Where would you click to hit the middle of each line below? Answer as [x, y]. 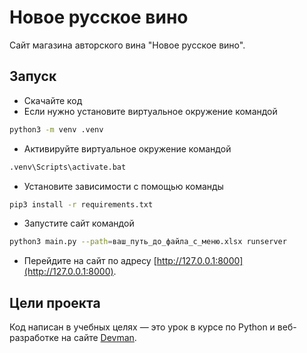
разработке [34, 338]
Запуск [33, 76]
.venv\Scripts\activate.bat [68, 167]
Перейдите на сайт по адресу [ [90, 261]
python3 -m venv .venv [56, 129]
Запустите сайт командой [79, 223]
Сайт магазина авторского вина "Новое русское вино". [127, 45]
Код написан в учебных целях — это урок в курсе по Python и [142, 327]
